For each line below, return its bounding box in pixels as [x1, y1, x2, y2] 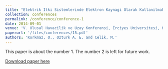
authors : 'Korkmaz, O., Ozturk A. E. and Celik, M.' [5, 35, 117, 40]
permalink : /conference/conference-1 [5, 16, 84, 21]
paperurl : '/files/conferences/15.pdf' [5, 30, 88, 35]
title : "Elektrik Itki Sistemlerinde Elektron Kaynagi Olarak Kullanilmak [5, 7, 164, 12]
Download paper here [5, 58, 50, 64]
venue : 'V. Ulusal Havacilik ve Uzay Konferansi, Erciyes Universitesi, [5, 26, 160, 31]
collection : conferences [5, 12, 57, 17]
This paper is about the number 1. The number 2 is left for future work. [5, 48, 150, 55]
